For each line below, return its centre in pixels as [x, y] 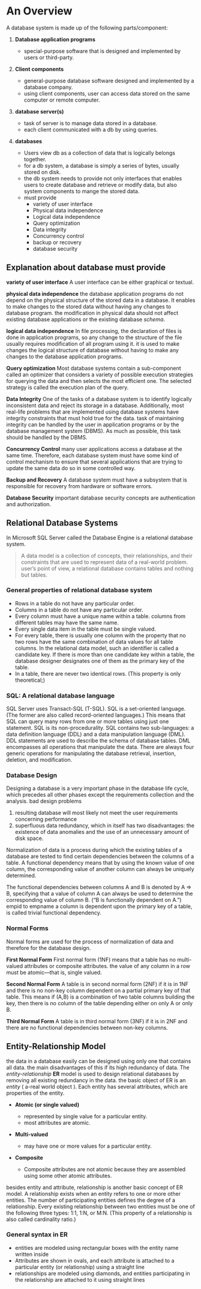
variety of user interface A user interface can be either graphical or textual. [100, 282]
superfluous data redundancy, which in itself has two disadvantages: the [105, 825]
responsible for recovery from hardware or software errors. [79, 486]
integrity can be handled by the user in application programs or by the [93, 424]
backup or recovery [57, 242]
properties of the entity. [35, 1093]
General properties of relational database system [79, 590]
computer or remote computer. [62, 100]
